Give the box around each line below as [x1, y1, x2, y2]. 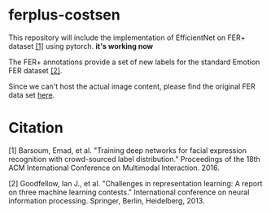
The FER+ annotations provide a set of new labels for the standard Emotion [8, 57, 260, 67]
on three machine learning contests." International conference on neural [8, 187, 250, 197]
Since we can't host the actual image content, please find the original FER [8, 81, 256, 91]
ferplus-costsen [8, 6, 120, 24]
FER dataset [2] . [8, 65, 63, 75]
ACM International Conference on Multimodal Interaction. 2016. [8, 163, 220, 173]
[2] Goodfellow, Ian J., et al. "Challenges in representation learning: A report [8, 178, 263, 188]
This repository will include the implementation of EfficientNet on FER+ [8, 33, 246, 42]
